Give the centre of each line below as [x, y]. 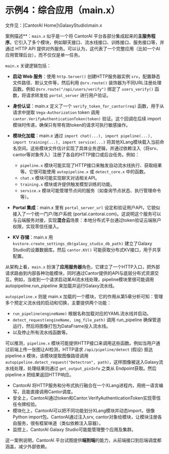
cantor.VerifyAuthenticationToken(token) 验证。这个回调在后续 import [87, 119]
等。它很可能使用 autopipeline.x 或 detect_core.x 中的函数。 [84, 172]
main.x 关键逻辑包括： [28, 66]
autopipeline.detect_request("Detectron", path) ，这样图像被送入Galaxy [82, 362]
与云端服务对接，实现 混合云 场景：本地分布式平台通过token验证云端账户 [87, 220]
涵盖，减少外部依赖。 [27, 446]
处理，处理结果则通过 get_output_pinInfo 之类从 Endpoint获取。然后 [85, 368]
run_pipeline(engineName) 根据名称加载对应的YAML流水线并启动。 [82, 313]
